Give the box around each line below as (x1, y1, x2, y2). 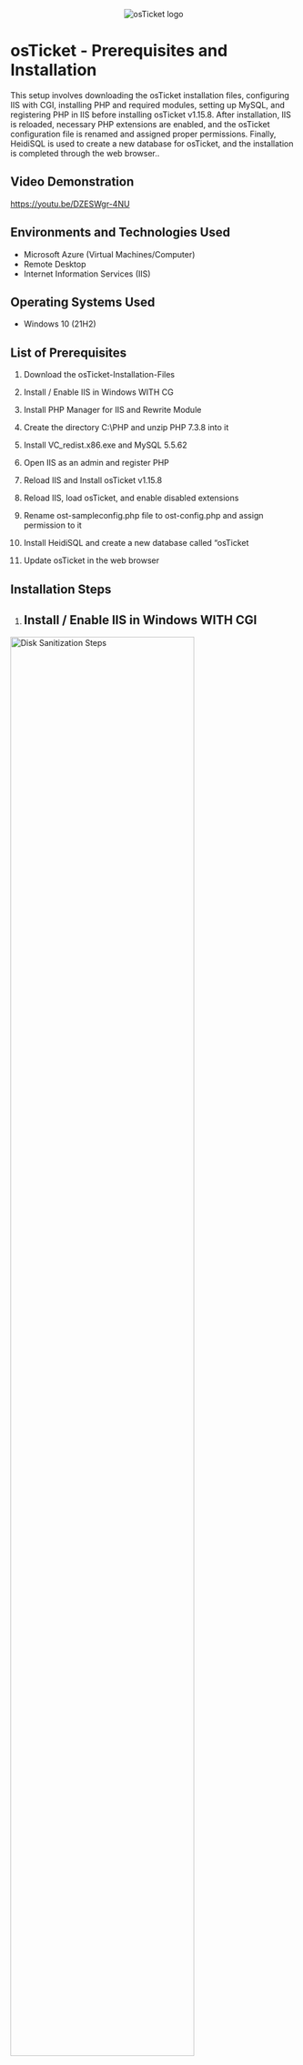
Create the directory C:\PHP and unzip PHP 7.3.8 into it (23, 422, 229, 433)
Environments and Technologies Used (10, 225, 231, 240)
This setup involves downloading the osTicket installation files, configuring (10, 89, 290, 100)
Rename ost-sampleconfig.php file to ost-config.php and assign (23, 510, 264, 521)
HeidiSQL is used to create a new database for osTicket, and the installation (10, 137, 294, 149)
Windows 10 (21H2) (23, 318, 96, 329)
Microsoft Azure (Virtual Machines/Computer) (23, 248, 196, 259)
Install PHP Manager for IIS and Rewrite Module (23, 405, 202, 416)
